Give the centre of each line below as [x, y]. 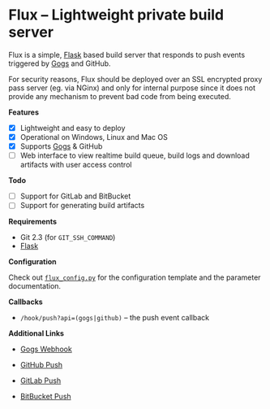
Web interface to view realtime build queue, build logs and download [135, 155]
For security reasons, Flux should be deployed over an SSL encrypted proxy [135, 79]
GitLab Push [41, 381]
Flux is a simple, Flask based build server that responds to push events [127, 54]
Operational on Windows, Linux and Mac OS [94, 137]
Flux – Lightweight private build [116, 15]
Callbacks [26, 302]
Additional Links [36, 333]
